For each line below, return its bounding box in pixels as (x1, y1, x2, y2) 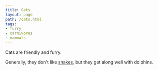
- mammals (5, 36, 26, 41)
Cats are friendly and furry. (5, 49, 62, 55)
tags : (5, 21, 17, 27)
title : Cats (5, 7, 30, 13)
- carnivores (5, 31, 33, 36)
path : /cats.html (5, 17, 42, 22)
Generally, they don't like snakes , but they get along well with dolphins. (5, 59, 153, 65)
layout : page (5, 12, 33, 17)
